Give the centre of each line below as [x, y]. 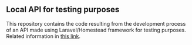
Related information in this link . [43, 36]
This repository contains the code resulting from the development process [96, 23]
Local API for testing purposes [63, 10]
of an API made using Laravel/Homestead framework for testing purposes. [96, 30]
